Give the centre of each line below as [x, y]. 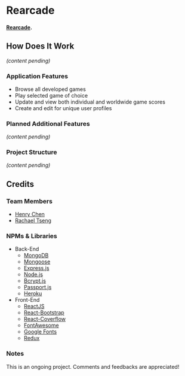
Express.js [36, 268]
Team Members [29, 201]
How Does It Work [40, 46]
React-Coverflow [45, 319]
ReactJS [34, 307]
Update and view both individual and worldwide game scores [90, 102]
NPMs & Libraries [32, 236]
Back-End [27, 249]
